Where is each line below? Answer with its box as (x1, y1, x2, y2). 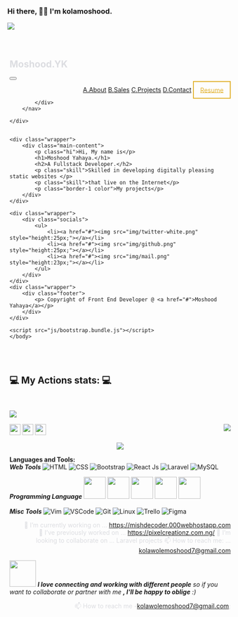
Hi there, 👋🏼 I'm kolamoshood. (7, 6, 112, 16)
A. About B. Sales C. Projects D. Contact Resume (83, 86, 224, 94)
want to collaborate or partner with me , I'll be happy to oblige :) (9, 587, 197, 596)
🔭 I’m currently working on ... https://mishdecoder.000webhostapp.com (24, 521, 232, 529)
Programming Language (9, 492, 83, 500)
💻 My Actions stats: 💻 (9, 374, 112, 386)
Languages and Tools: (9, 455, 76, 464)
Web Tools (9, 462, 41, 471)
